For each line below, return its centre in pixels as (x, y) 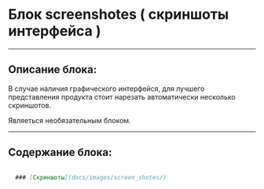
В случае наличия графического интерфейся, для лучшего (106, 89)
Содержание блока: (60, 153)
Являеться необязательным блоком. (70, 120)
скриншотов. (30, 105)
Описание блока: (53, 69)
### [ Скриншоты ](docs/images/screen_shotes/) (91, 177)
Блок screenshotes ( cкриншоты (119, 15)
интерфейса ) (55, 31)
